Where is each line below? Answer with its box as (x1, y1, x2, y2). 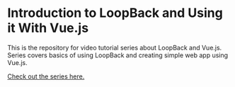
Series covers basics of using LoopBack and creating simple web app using (7, 51, 229, 59)
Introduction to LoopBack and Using (7, 5, 223, 21)
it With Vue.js (7, 20, 89, 36)
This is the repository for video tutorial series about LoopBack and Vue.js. (7, 43, 222, 52)
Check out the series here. (7, 72, 85, 81)
